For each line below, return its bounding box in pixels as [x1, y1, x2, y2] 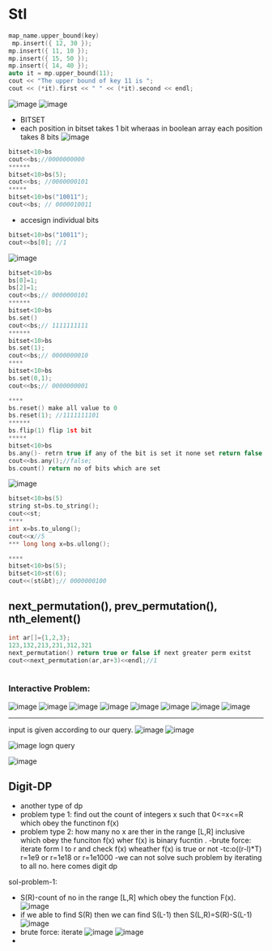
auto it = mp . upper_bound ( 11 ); [8, 70, 114, 78]
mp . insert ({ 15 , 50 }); [8, 54, 89, 62]
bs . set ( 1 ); [8, 344, 45, 353]
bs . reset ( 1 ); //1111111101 [8, 411, 100, 420]
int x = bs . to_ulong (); [8, 525, 82, 533]
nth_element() [8, 612, 81, 626]
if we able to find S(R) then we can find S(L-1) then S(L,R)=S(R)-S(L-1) [19, 910, 253, 920]
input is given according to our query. [8, 725, 134, 735]
